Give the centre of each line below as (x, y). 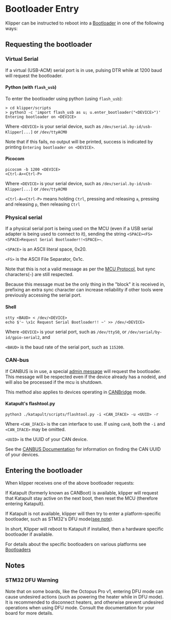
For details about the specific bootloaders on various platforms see (76, 544)
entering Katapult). (25, 504)
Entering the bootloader (44, 471)
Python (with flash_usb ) (31, 87)
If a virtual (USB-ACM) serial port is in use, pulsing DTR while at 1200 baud (84, 70)
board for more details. (29, 613)
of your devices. (22, 455)
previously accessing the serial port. (43, 295)
